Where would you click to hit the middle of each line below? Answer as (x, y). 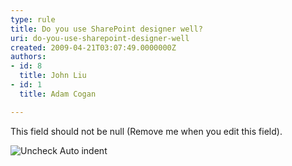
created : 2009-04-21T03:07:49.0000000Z (93, 47)
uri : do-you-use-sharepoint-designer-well (100, 38)
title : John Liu (53, 76)
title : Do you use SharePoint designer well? (106, 29)
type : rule (33, 19)
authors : (28, 57)
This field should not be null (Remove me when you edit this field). (146, 131)
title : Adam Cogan (58, 94)
